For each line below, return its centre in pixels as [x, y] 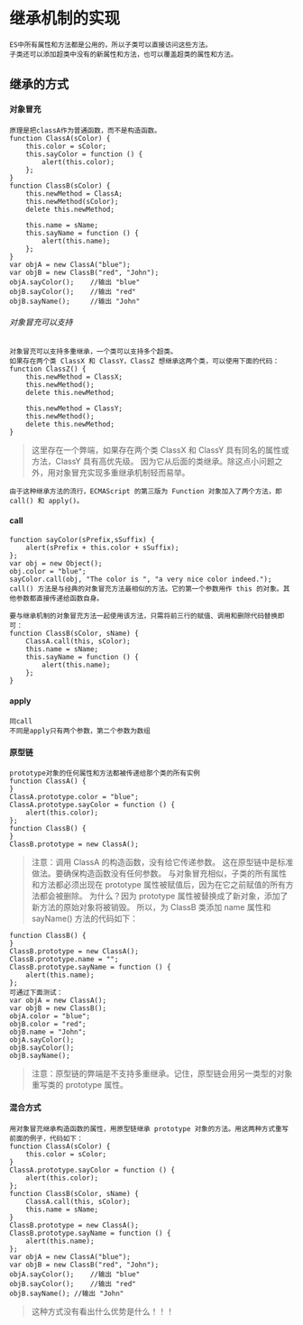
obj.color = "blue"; [48, 571]
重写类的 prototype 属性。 [79, 1085]
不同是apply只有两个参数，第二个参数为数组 [80, 732]
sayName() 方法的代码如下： [84, 919]
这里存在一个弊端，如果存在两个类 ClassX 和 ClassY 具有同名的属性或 [161, 450]
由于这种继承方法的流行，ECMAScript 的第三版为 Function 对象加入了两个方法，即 [146, 491]
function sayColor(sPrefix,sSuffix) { [82, 539]
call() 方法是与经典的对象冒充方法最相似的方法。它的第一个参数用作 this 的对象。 [147, 589]
